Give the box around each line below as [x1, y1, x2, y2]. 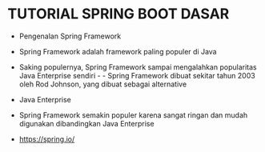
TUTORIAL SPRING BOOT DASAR [7, 5, 230, 23]
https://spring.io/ [18, 134, 75, 144]
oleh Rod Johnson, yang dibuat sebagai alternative [18, 79, 187, 89]
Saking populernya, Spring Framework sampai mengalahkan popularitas [18, 62, 257, 72]
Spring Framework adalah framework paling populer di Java [18, 46, 217, 56]
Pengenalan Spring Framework [18, 31, 122, 41]
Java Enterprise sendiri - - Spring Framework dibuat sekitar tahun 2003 [18, 70, 255, 80]
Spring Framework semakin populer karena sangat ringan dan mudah [18, 110, 248, 120]
